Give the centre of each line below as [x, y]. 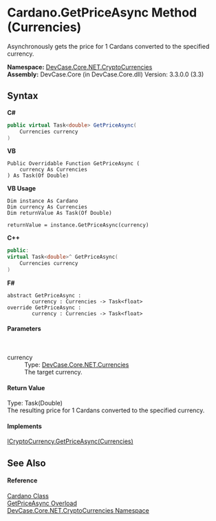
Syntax [23, 96]
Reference [22, 480]
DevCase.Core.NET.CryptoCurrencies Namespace [78, 511]
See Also [26, 463]
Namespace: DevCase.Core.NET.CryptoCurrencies [80, 67]
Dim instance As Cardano [43, 201]
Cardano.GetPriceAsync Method [102, 13]
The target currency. [53, 372]
